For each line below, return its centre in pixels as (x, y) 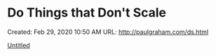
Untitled (19, 45)
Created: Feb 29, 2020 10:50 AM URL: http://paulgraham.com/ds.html (108, 32)
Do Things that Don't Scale (87, 13)
